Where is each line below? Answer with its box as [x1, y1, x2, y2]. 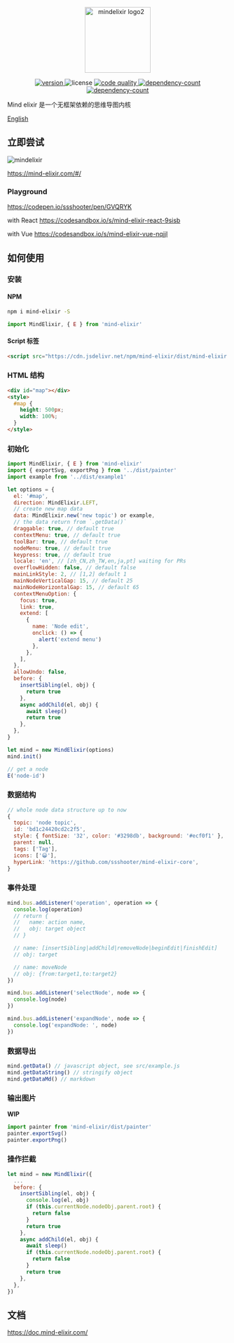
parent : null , [13, 839, 55, 846]
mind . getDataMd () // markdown [7, 1075, 96, 1083]
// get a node [7, 765, 49, 773]
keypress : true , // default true [13, 551, 111, 558]
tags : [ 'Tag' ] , [13, 845, 58, 852]
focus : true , [20, 597, 58, 604]
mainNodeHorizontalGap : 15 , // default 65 [13, 583, 139, 590]
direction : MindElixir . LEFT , [13, 499, 99, 506]
